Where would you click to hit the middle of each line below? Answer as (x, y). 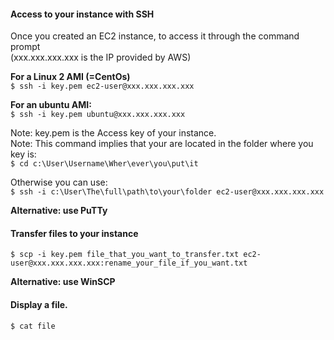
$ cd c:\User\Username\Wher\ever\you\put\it (104, 164)
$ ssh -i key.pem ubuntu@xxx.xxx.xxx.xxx (98, 115)
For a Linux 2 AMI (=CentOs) (70, 77)
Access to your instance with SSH (82, 14)
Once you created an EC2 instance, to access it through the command (155, 36)
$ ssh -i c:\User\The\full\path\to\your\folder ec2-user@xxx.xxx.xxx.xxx (167, 192)
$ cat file (33, 326)
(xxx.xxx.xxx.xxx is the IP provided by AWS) (101, 57)
